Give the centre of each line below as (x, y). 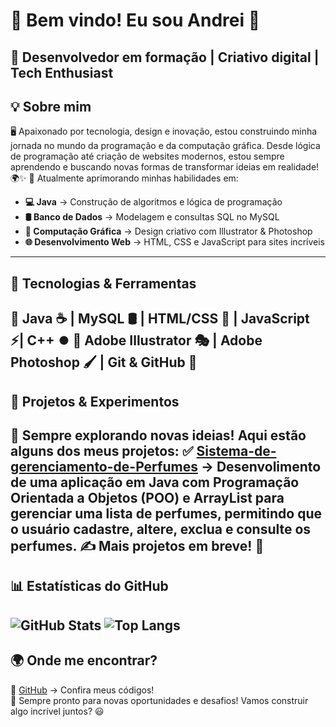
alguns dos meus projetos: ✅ (102, 450)
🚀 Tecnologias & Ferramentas (103, 283)
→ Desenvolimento (261, 466)
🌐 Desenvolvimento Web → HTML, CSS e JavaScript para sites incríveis (174, 242)
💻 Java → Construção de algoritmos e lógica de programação (153, 202)
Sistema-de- (236, 450)
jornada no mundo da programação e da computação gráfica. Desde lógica (165, 146)
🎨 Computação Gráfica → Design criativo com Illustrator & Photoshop (168, 231)
